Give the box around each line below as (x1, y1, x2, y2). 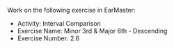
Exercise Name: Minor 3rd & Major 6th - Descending (17, 27, 168, 35)
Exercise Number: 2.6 (17, 34, 80, 42)
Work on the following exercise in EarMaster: (7, 6, 136, 14)
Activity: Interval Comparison (17, 19, 101, 27)
